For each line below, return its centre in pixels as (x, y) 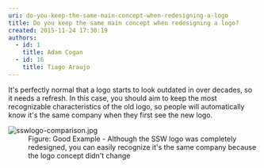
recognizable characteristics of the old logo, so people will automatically (126, 106)
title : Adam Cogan (53, 52)
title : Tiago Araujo (56, 67)
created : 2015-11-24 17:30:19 (58, 30)
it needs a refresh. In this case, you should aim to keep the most (113, 98)
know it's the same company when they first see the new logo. (111, 115)
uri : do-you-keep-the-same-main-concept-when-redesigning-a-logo (118, 15)
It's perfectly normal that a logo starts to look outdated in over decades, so (130, 90)
